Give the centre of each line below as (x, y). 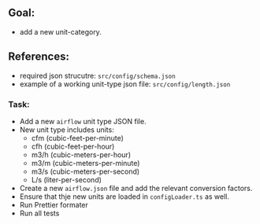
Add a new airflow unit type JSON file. (83, 121)
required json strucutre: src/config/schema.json (97, 75)
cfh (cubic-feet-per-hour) (73, 146)
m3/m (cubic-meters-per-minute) (85, 163)
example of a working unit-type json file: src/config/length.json (125, 84)
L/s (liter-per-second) (67, 179)
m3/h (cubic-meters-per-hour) (81, 154)
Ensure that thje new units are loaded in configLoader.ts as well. (124, 196)
